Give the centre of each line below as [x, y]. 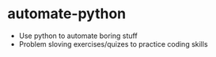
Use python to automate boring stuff [78, 36]
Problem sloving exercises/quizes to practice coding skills [113, 44]
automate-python [67, 14]
